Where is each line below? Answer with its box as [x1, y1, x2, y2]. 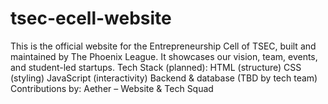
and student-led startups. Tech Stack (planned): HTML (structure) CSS [10, 61, 302, 73]
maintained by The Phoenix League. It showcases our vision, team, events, [10, 50, 318, 62]
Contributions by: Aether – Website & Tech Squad [10, 82, 214, 94]
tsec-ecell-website [10, 7, 172, 30]
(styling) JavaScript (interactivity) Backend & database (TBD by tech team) [10, 72, 318, 84]
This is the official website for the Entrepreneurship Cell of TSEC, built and [10, 40, 317, 52]
